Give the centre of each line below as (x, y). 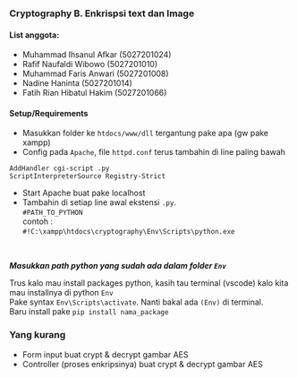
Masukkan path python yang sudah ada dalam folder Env (118, 266)
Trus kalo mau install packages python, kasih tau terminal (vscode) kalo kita (149, 283)
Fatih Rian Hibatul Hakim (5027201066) (94, 93)
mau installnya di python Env (61, 293)
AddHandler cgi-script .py (59, 168)
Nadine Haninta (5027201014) (77, 83)
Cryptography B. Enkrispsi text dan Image (102, 13)
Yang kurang (38, 335)
